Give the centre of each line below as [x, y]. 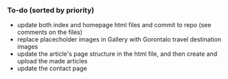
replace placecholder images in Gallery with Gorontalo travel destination [119, 39]
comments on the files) [50, 32]
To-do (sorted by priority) [51, 10]
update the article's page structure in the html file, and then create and [117, 54]
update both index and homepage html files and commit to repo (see [114, 25]
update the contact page [52, 68]
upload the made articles [52, 61]
